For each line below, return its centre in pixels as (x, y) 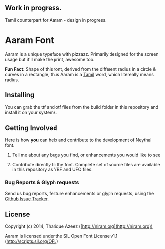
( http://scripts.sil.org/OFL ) (32, 241)
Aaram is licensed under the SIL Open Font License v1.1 (61, 236)
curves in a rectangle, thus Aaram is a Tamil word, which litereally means (79, 74)
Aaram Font (30, 40)
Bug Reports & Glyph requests (42, 182)
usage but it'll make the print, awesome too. (50, 59)
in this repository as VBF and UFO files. (52, 170)
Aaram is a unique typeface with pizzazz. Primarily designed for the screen (82, 54)
